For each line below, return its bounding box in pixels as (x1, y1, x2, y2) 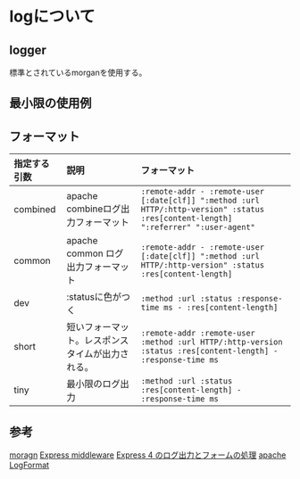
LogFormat (9, 459, 50, 471)
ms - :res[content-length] (163, 302, 279, 313)
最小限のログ (66, 378, 121, 391)
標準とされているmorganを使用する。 (9, 67, 147, 78)
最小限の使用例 (9, 95, 92, 111)
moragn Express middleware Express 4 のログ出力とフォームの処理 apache (9, 450, 287, 460)
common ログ (66, 247, 124, 260)
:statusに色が (66, 291, 122, 303)
